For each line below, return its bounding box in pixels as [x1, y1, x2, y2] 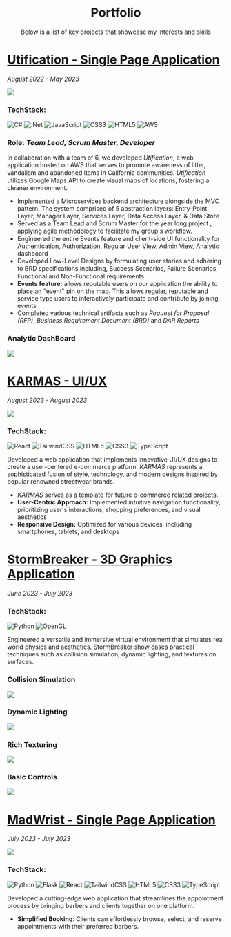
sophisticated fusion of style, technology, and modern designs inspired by [7, 470, 219, 478]
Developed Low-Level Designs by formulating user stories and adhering [17, 257, 222, 265]
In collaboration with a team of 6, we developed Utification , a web [7, 153, 194, 162]
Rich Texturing [7, 739, 57, 749]
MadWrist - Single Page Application [7, 812, 216, 827]
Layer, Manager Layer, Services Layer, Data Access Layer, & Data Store [17, 212, 219, 220]
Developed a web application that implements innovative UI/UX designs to [7, 455, 218, 464]
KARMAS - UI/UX [7, 373, 108, 388]
